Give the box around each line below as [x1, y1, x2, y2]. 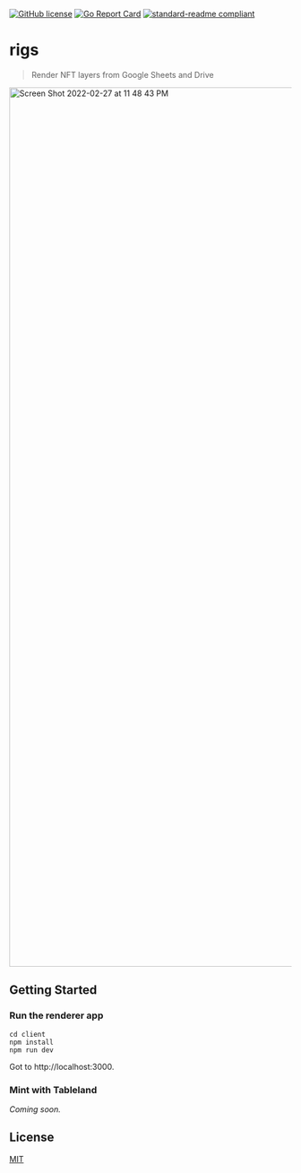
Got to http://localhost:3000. [9, 1061, 115, 1072]
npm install [9, 1038, 54, 1047]
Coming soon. [9, 1103, 61, 1115]
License [9, 1130, 55, 1145]
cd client [9, 1030, 47, 1039]
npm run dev [9, 1045, 54, 1055]
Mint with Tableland [9, 1083, 98, 1096]
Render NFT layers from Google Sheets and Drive [30, 69, 214, 80]
